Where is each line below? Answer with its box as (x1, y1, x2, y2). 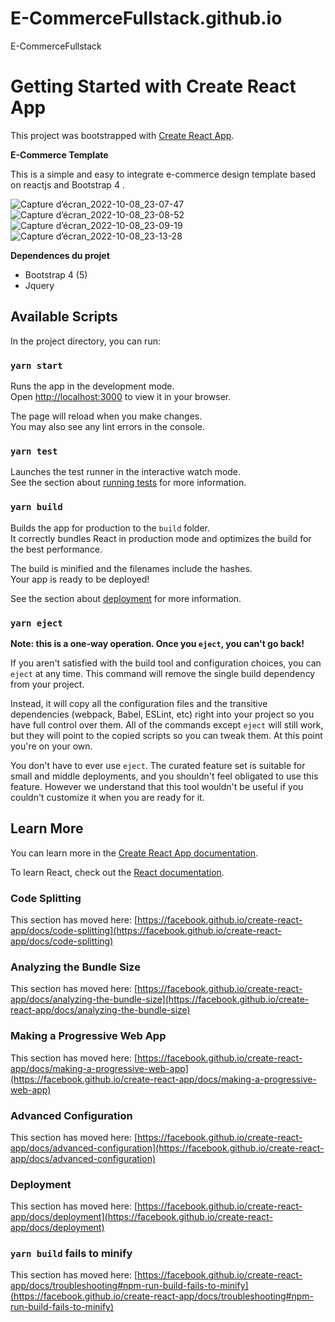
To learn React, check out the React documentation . (10, 866, 225, 878)
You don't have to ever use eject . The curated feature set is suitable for (10, 759, 306, 771)
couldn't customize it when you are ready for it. (10, 791, 205, 803)
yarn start (10, 360, 63, 371)
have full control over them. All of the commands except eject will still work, (10, 718, 324, 731)
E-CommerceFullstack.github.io (10, 7, 283, 30)
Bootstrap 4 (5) (24, 268, 88, 281)
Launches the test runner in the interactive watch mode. (10, 466, 242, 478)
